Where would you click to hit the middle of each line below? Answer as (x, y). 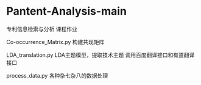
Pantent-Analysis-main (66, 11)
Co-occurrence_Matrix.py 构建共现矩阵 (55, 42)
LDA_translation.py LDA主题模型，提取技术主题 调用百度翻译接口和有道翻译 (100, 55)
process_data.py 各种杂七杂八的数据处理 (57, 75)
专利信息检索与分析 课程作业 (42, 29)
